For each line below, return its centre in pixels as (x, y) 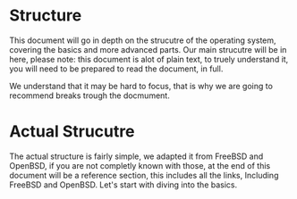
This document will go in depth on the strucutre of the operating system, (143, 40)
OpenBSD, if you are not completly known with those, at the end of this (140, 165)
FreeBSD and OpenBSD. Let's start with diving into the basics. (123, 185)
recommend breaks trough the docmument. (89, 95)
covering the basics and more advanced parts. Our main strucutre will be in (148, 49)
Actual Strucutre (72, 132)
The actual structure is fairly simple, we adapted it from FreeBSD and (136, 156)
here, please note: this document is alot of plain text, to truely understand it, (149, 59)
